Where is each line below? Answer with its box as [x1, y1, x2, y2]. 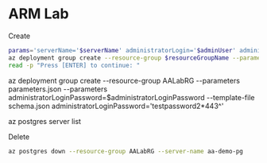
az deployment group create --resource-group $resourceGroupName [8, 53, 229, 62]
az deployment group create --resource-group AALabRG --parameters [8, 76, 241, 85]
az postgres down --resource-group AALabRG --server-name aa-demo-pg [8, 147, 244, 155]
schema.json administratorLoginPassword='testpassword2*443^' [8, 101, 224, 111]
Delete [8, 132, 30, 142]
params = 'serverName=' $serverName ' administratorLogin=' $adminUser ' [8, 46, 237, 54]
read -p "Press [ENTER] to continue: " [8, 61, 141, 69]
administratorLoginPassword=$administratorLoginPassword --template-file [8, 92, 255, 102]
